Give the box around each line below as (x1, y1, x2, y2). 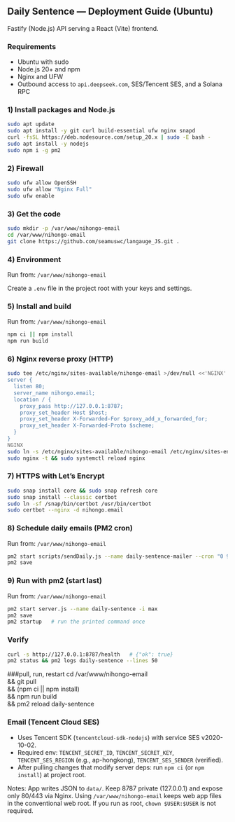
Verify (7, 635, 29, 645)
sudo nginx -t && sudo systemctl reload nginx (7, 455, 145, 462)
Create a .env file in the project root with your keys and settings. (7, 284, 192, 292)
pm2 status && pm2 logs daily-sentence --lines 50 (7, 657, 158, 664)
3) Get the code (7, 209, 62, 219)
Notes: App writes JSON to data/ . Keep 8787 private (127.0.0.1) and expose (7, 784, 223, 793)
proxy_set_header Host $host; (20, 409, 108, 416)
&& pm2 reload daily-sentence (7, 700, 94, 708)
